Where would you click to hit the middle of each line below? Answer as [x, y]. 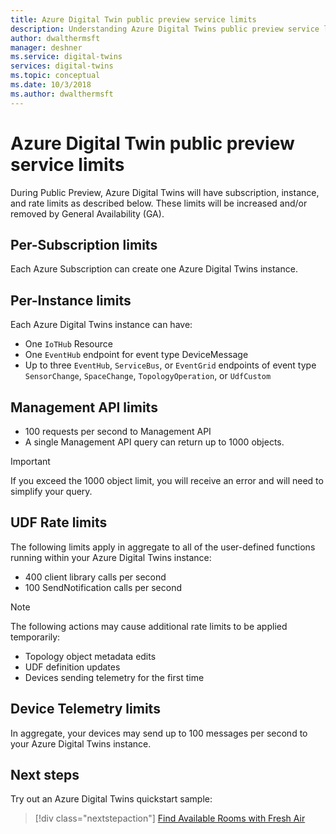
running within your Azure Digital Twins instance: [111, 557]
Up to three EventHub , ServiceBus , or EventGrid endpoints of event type [170, 365]
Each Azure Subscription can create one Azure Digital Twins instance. [154, 269]
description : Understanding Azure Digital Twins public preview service [165, 29]
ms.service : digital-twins [66, 57]
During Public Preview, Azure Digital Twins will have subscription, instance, [165, 192]
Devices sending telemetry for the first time [114, 677]
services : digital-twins [62, 66]
